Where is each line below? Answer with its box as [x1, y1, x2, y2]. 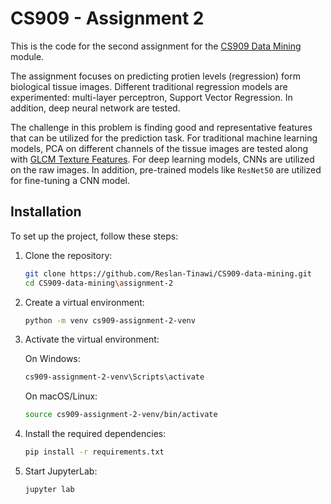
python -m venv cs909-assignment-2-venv [24, 315, 196, 326]
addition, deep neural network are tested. [10, 102, 181, 114]
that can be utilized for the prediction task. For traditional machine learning [10, 132, 318, 144]
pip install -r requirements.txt [24, 447, 165, 457]
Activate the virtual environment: [24, 333, 160, 346]
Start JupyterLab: [24, 465, 98, 477]
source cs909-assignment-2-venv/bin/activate [24, 410, 218, 420]
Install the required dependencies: [24, 428, 167, 440]
